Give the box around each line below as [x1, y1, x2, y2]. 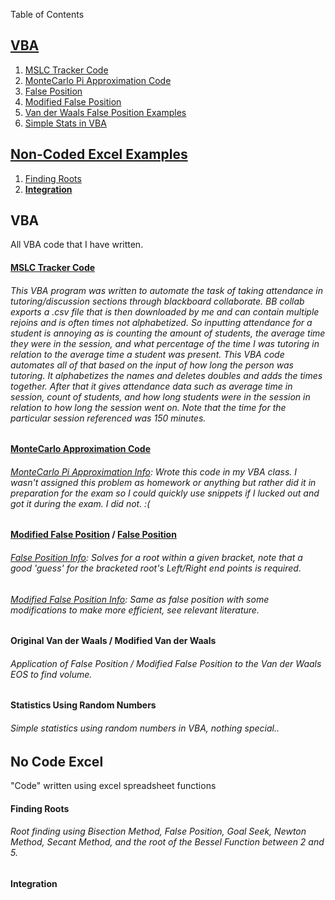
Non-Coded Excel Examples [10, 146, 188, 163]
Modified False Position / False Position [10, 529, 177, 541]
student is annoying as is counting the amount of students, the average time [10, 327, 326, 339]
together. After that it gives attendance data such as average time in [10, 380, 293, 392]
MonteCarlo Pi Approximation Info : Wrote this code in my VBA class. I [10, 465, 298, 478]
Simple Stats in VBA [24, 117, 107, 129]
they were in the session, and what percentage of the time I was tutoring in [10, 337, 320, 349]
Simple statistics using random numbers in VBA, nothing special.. [10, 722, 280, 734]
